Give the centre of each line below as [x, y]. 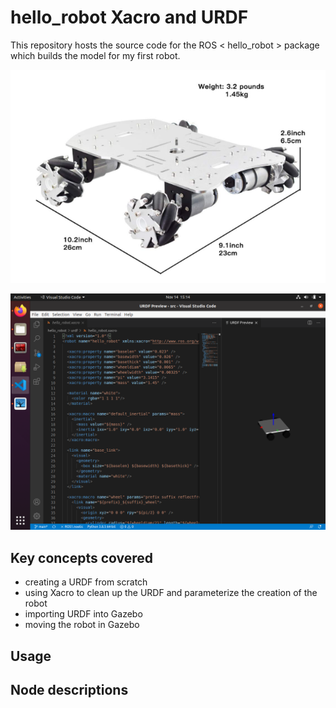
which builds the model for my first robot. [95, 55]
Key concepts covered [82, 557]
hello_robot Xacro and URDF [129, 17]
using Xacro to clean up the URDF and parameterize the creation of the [171, 593]
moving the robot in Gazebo [82, 625]
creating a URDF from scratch [86, 582]
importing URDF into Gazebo [83, 614]
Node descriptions [69, 689]
